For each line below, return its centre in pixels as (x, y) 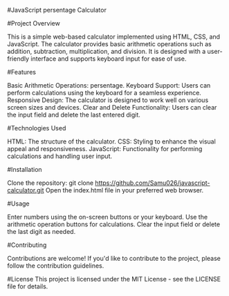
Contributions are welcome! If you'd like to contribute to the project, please (114, 258)
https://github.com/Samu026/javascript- (153, 183)
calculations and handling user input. (60, 156)
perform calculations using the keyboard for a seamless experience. (104, 93)
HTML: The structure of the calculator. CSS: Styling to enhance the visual (111, 141)
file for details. (28, 286)
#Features (22, 72)
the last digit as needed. (42, 231)
